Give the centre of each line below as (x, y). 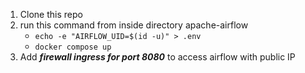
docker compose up (73, 47)
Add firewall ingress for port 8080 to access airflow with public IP (157, 57)
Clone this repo (51, 14)
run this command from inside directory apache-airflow (134, 25)
